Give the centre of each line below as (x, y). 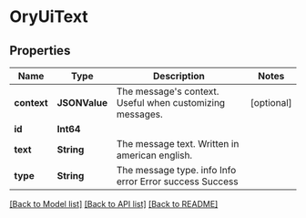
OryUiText (49, 17)
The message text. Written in (178, 144)
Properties (40, 51)
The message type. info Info (176, 170)
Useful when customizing (171, 103)
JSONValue (82, 103)
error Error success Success (177, 182)
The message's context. (168, 91)
